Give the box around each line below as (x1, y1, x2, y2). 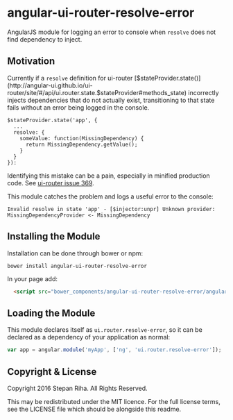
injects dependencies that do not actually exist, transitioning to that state (7, 96, 215, 104)
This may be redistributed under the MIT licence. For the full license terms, (7, 397, 221, 405)
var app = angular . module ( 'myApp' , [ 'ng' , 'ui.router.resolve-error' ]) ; (7, 346, 222, 353)
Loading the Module (7, 307, 96, 319)
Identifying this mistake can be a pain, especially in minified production (7, 171, 210, 180)
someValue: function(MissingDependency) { (19, 135, 144, 142)
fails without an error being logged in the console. (7, 103, 150, 112)
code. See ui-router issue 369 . (7, 178, 95, 187)
